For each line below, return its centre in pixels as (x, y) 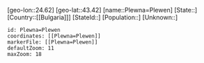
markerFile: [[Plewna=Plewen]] (53, 42)
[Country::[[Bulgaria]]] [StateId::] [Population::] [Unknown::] (93, 17)
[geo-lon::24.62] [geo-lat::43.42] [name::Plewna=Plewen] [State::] (102, 10)
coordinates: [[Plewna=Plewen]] (54, 36)
